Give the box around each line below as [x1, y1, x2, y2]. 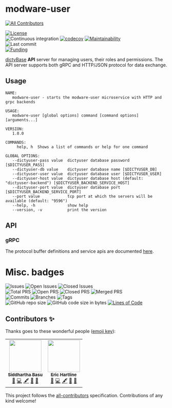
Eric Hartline [50, 372, 77, 378]
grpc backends [5, 99, 36, 104]
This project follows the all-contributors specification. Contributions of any [5, 393, 163, 399]
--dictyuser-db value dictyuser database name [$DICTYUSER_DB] [12, 166, 158, 172]
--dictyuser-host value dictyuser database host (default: [12, 176, 144, 181]
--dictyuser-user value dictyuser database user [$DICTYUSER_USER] [12, 171, 162, 176]
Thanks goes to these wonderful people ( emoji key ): [5, 328, 116, 335]
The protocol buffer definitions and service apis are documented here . [5, 248, 154, 254]
